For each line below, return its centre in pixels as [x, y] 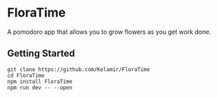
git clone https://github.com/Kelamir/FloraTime [79, 69]
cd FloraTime [26, 75]
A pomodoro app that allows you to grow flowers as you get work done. [109, 32]
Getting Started [41, 53]
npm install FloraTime [40, 81]
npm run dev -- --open [40, 88]
